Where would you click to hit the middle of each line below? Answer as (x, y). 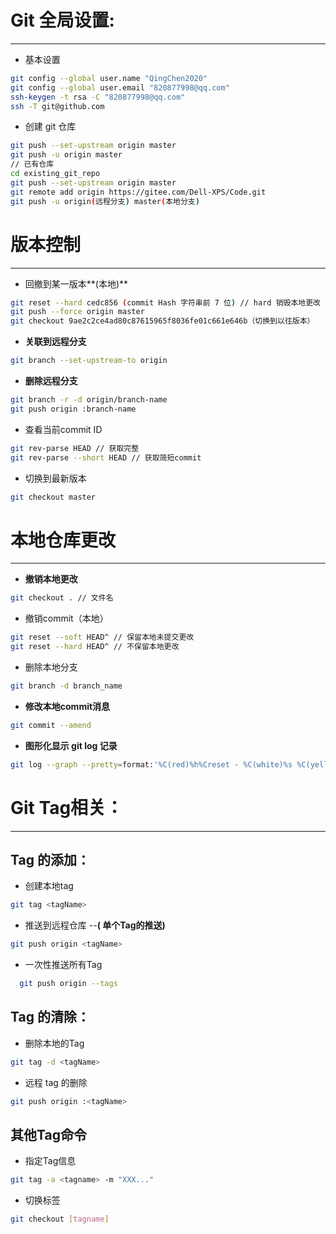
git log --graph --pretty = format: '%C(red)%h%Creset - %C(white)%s (151, 764)
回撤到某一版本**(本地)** (76, 283)
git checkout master (53, 497)
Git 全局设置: (62, 20)
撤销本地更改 (51, 579)
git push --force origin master (77, 312)
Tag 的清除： (50, 1017)
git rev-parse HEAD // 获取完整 (75, 448)
